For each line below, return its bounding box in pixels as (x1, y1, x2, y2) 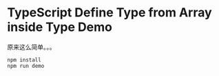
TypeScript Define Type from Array (7, 5, 212, 21)
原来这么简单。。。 (7, 42, 56, 51)
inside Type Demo (7, 19, 112, 35)
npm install (7, 56, 41, 63)
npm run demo (7, 62, 45, 69)
